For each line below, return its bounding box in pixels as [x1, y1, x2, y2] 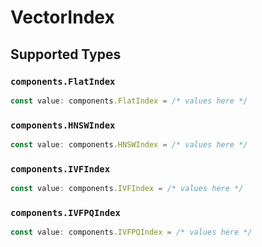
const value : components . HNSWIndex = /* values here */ [10, 140, 248, 150]
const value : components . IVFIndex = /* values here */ [10, 184, 244, 194]
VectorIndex [10, 6, 115, 29]
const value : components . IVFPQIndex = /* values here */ [10, 227, 253, 238]
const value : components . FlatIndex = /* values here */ [10, 96, 248, 106]
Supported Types [10, 46, 122, 63]
